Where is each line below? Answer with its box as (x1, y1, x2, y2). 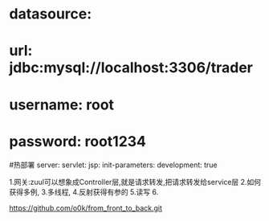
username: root (9, 96, 115, 113)
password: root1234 (9, 132, 147, 150)
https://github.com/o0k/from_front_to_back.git (9, 203, 163, 213)
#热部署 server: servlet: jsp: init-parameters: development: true (9, 160, 218, 170)
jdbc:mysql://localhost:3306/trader (9, 59, 254, 77)
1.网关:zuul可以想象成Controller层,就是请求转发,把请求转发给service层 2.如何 (9, 177, 262, 186)
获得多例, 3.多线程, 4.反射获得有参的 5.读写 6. (9, 186, 159, 197)
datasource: (9, 5, 92, 23)
